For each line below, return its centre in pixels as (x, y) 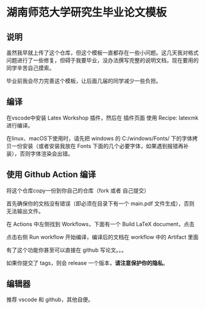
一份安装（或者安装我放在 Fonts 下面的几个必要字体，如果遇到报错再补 (100, 146)
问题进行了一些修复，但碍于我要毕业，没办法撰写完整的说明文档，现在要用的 (103, 60)
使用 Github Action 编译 (51, 175)
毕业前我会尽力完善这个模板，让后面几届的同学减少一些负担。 (84, 81)
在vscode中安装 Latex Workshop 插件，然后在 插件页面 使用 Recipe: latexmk (103, 118)
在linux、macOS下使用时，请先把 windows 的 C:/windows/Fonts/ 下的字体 (99, 138)
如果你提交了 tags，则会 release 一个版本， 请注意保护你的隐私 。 (88, 263)
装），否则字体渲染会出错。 (40, 154)
